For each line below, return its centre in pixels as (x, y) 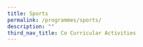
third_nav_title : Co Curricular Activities (72, 33)
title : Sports (28, 13)
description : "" (31, 26)
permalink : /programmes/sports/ (54, 20)
